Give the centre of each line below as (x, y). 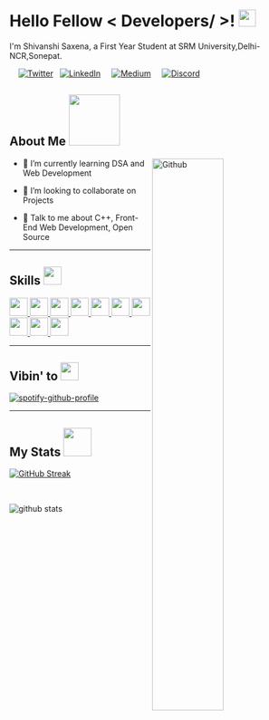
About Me (38, 142)
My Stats (35, 451)
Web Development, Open (86, 227)
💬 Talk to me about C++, (68, 217)
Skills (25, 281)
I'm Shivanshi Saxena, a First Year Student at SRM (103, 46)
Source (36, 236)
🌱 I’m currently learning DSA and (83, 163)
